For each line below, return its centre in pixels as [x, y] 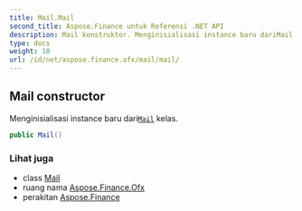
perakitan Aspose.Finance [71, 197]
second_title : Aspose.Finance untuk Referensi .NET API [117, 26]
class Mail [41, 177]
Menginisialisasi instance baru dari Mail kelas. [94, 118]
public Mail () [36, 135]
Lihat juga [32, 158]
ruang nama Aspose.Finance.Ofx [83, 187]
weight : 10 [30, 52]
